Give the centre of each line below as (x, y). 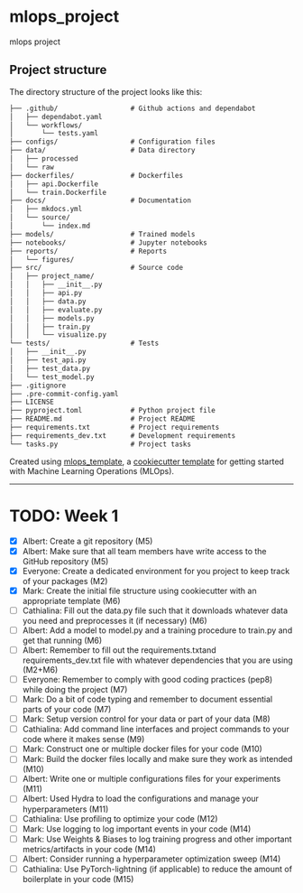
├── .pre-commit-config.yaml (64, 394)
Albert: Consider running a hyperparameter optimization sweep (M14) (151, 859)
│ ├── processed (44, 159)
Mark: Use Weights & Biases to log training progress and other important (157, 839)
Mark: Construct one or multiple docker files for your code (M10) (142, 749)
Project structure (58, 70)
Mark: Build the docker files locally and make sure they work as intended (157, 759)
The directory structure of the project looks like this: (106, 91)
